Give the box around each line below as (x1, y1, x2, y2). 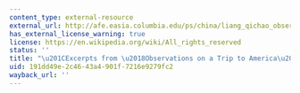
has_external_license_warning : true (9, 29, 146, 38)
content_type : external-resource (9, 12, 134, 22)
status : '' (9, 46, 50, 55)
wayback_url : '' (9, 71, 70, 80)
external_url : (9, 21, 62, 30)
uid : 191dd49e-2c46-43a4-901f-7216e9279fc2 (9, 63, 174, 72)
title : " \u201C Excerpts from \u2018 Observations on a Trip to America (9, 54, 278, 63)
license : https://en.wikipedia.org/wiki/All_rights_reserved (9, 37, 242, 47)
